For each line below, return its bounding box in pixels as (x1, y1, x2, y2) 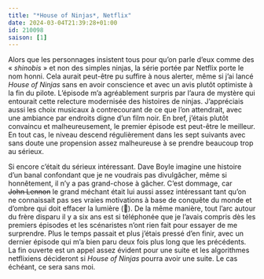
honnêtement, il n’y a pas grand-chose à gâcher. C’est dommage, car (8, 178, 233, 189)
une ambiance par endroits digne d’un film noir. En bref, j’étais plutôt (8, 113, 229, 123)
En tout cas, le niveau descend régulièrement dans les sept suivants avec (8, 130, 246, 140)
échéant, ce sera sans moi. (8, 262, 96, 272)
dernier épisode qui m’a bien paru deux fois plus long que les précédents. (8, 237, 247, 247)
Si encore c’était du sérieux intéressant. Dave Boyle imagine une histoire (8, 162, 242, 171)
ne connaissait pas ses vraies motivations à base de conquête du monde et (8, 196, 252, 205)
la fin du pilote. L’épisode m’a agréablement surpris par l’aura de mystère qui (8, 88, 255, 98)
